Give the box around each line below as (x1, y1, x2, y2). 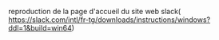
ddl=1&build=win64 (8, 24, 72, 32)
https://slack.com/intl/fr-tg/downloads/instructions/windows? (8, 15, 210, 24)
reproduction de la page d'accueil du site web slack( (8, 7, 181, 16)
